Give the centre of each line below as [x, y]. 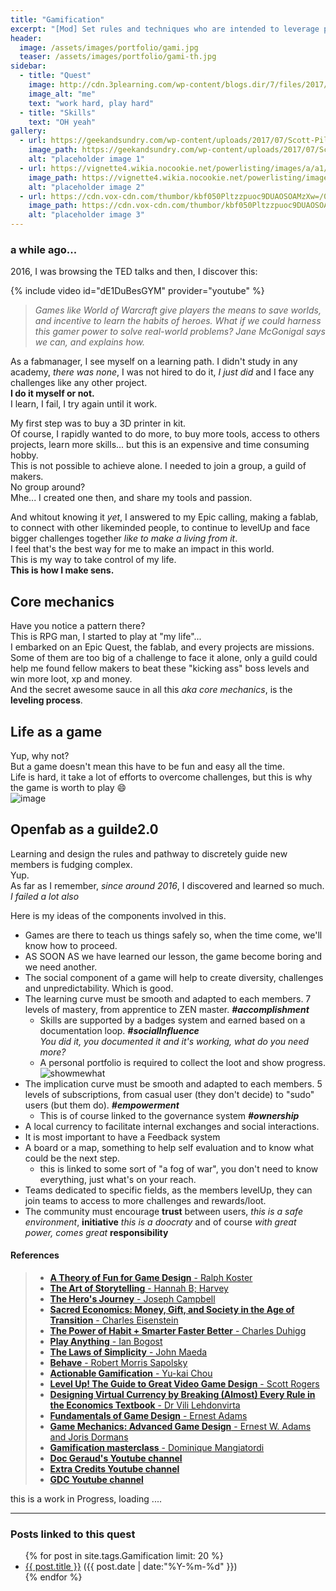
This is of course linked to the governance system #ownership [169, 1115]
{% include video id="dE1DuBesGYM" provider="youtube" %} [137, 291]
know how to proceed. [71, 945]
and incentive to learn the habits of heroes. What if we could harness [178, 321]
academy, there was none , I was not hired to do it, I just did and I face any [162, 372]
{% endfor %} [53, 1577]
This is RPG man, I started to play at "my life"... [106, 637]
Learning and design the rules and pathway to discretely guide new [149, 853]
